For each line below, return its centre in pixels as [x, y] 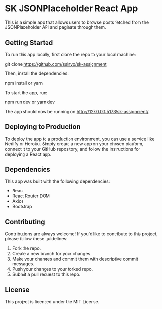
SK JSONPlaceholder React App [71, 9]
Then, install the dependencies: [37, 73]
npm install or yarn [24, 83]
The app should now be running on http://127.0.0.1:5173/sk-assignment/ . [78, 111]
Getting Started [29, 43]
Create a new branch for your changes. [52, 254]
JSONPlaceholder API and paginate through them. [56, 27]
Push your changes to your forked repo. [52, 269]
